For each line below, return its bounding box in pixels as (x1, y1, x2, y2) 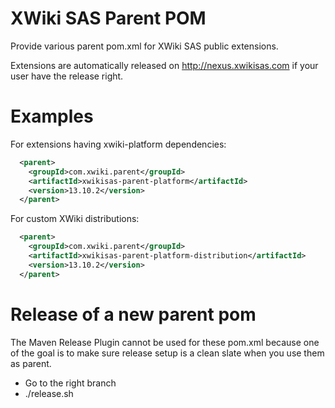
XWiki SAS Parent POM (10, 7, 207, 30)
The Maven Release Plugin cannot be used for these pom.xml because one (10, 336, 320, 348)
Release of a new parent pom (10, 303, 257, 326)
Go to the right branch (24, 377, 117, 389)
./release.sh (24, 387, 74, 399)
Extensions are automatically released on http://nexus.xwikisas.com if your (10, 59, 319, 71)
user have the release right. (10, 70, 124, 82)
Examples (10, 105, 94, 128)
